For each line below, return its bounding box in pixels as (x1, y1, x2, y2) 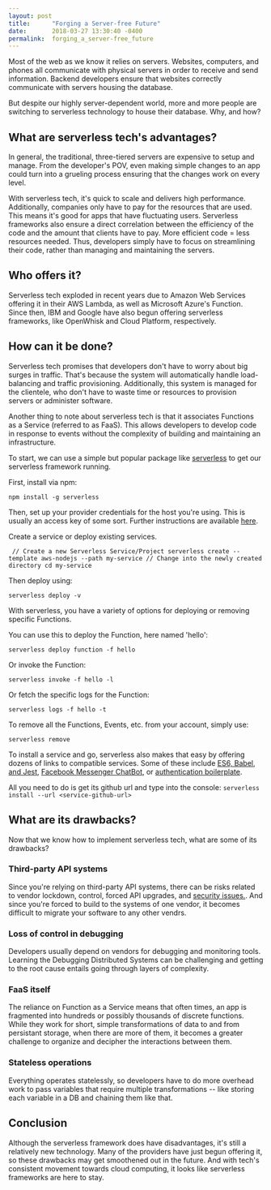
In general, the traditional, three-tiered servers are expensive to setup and (8, 152, 255, 162)
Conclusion (8, 1116, 68, 1130)
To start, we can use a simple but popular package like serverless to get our (8, 453, 261, 462)
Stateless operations (8, 1057, 92, 1068)
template (8, 554, 38, 562)
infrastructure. (8, 437, 57, 447)
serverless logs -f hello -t (8, 705, 107, 714)
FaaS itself (8, 984, 51, 995)
